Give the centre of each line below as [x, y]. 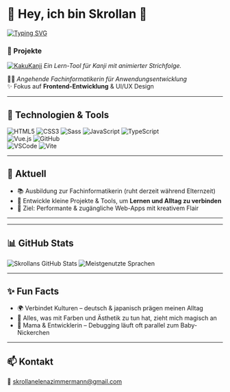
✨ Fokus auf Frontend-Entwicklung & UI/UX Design [80, 87]
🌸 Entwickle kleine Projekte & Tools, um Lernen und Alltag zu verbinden [119, 200]
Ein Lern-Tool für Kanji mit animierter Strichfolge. [113, 66]
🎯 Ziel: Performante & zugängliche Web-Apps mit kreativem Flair [108, 208]
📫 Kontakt [30, 361]
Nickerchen [33, 333]
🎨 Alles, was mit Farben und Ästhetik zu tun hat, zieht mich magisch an [117, 318]
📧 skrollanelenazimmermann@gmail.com [65, 382]
